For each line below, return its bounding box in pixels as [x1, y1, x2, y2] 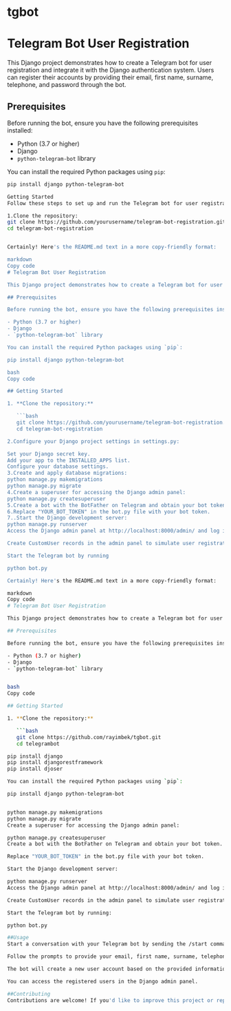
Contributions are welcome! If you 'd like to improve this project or [7, 997, 214, 1004]
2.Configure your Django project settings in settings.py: [7, 438, 180, 445]
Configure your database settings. [7, 463, 109, 470]
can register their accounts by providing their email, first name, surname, [7, 73, 214, 81]
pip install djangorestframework [7, 759, 103, 766]
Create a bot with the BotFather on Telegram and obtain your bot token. [7, 841, 223, 847]
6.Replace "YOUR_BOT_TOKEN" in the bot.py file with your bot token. [7, 508, 211, 515]
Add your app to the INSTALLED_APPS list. [7, 457, 131, 464]
